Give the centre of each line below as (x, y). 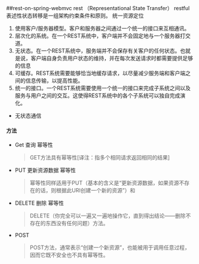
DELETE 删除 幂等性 (39, 203)
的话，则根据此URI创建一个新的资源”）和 (85, 191)
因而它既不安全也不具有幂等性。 (69, 255)
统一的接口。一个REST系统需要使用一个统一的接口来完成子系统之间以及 (103, 88)
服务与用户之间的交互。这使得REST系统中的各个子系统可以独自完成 (97, 96)
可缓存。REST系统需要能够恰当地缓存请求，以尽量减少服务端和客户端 (100, 73)
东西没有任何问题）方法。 (77, 223)
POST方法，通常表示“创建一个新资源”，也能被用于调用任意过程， (110, 248)
